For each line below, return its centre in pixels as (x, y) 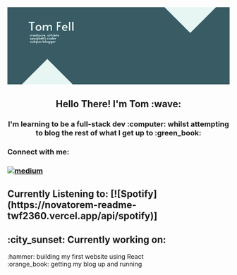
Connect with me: (38, 152)
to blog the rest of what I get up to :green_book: (119, 133)
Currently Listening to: (58, 194)
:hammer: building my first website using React (75, 257)
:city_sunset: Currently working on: (87, 239)
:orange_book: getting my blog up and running (75, 264)
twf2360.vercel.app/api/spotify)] (82, 215)
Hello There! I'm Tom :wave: (119, 104)
